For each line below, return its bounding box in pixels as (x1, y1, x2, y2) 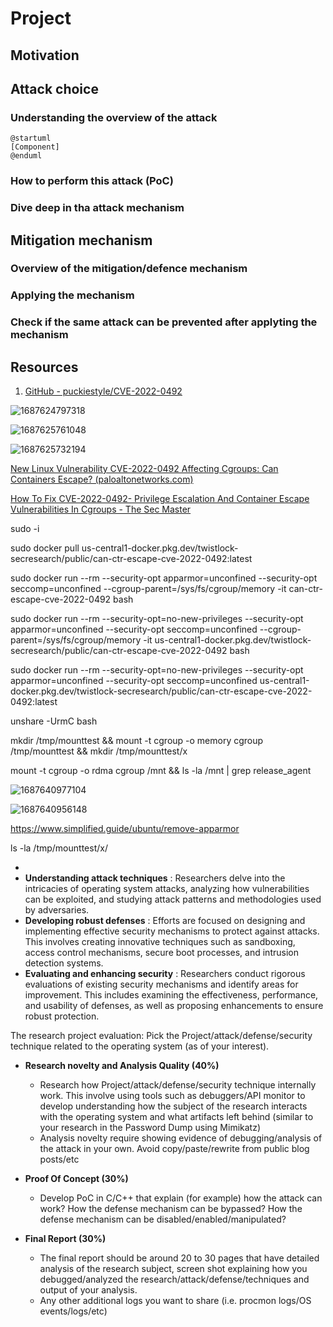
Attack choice (10, 80, 99, 97)
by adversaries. (24, 904, 90, 916)
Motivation (10, 47, 80, 64)
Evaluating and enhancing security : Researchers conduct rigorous (24, 968, 306, 980)
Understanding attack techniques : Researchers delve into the (24, 872, 286, 884)
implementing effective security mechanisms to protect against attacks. (24, 925, 320, 937)
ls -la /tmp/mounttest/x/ (10, 842, 108, 854)
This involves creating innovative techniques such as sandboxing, (24, 936, 296, 948)
